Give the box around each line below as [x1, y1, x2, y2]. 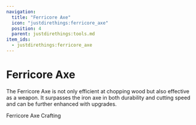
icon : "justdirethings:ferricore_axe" [11, 20, 109, 26]
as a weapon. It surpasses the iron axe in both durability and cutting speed [6, 94, 191, 101]
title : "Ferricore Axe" [11, 14, 71, 20]
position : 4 [11, 25, 42, 32]
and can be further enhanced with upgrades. [6, 100, 117, 108]
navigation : [6, 8, 36, 15]
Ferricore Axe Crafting [6, 112, 61, 119]
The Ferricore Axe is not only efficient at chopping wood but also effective [6, 87, 190, 94]
